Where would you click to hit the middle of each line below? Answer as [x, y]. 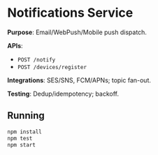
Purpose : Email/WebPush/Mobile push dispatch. [77, 32]
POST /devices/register [52, 67]
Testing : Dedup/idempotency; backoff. [63, 94]
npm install [24, 132]
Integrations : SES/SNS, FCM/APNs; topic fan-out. [79, 80]
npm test [20, 138]
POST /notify [36, 60]
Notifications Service [70, 13]
